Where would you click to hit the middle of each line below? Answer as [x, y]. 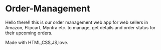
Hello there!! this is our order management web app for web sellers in [77, 22]
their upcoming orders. [29, 33]
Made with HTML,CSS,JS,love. [37, 42]
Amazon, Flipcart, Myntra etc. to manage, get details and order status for [80, 27]
